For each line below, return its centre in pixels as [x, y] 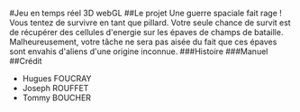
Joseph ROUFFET [55, 88]
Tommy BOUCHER [57, 98]
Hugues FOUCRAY [57, 79]
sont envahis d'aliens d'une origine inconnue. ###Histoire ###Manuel [139, 51]
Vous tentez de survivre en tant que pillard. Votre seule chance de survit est [150, 23]
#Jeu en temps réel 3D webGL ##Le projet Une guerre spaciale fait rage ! [145, 13]
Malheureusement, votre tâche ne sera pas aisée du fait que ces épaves [143, 42]
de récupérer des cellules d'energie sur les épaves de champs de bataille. [146, 32]
